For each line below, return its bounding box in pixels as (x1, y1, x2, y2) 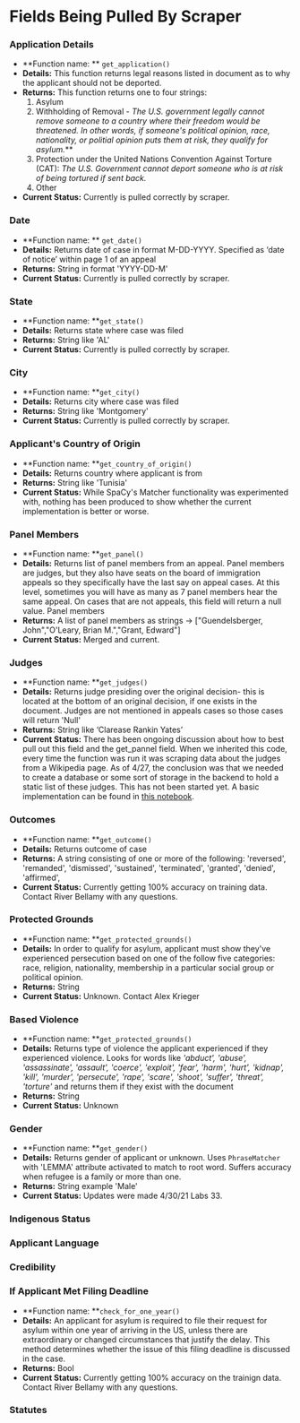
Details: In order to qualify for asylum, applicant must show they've (21, 943, 271, 953)
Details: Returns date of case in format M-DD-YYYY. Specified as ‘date (21, 244, 285, 254)
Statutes (9, 1404, 47, 1417)
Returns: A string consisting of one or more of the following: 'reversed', (21, 853, 287, 864)
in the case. (21, 1353, 65, 1364)
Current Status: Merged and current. (21, 634, 159, 644)
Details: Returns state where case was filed (21, 325, 184, 336)
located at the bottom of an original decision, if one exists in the (21, 696, 258, 707)
